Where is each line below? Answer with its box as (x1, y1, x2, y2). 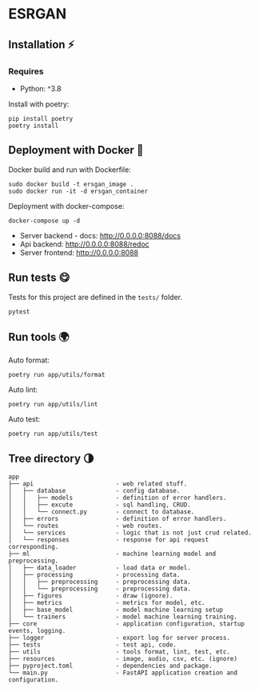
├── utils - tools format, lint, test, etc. (8, 648, 230, 656)
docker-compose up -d (8, 217, 81, 225)
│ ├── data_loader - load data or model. (8, 564, 192, 572)
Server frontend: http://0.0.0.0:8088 (19, 247, 138, 257)
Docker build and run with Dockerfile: (8, 165, 132, 174)
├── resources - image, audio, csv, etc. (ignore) (8, 655, 238, 663)
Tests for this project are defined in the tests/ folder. (8, 292, 182, 302)
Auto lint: (8, 385, 38, 394)
